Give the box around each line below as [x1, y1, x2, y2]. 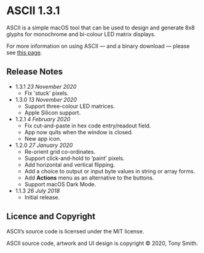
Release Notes [6, 67, 63, 77]
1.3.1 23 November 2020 [15, 83, 77, 90]
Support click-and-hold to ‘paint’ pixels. [24, 154, 125, 162]
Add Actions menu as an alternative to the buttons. [24, 174, 154, 181]
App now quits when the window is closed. [24, 128, 133, 135]
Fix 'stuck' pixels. [24, 89, 69, 97]
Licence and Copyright [6, 211, 96, 222]
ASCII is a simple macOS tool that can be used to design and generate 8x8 [6, 24, 195, 31]
